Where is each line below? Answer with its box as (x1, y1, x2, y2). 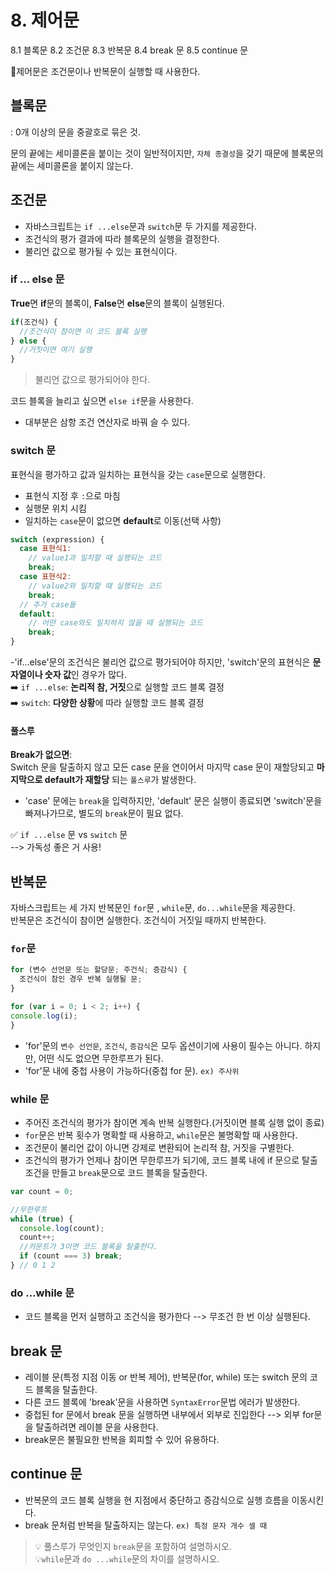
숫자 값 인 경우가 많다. (44, 669, 127, 681)
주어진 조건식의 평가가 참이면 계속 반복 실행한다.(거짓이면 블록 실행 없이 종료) (24, 1116, 325, 1128)
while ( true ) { (10, 1214, 74, 1224)
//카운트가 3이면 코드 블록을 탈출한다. (19, 1242, 158, 1252)
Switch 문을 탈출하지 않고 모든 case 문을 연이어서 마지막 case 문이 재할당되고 (10, 761, 315, 773)
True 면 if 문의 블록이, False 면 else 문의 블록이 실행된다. (10, 297, 225, 309)
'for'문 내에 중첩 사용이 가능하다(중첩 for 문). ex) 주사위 (24, 1064, 240, 1076)
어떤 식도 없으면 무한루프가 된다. (38, 1052, 164, 1064)
